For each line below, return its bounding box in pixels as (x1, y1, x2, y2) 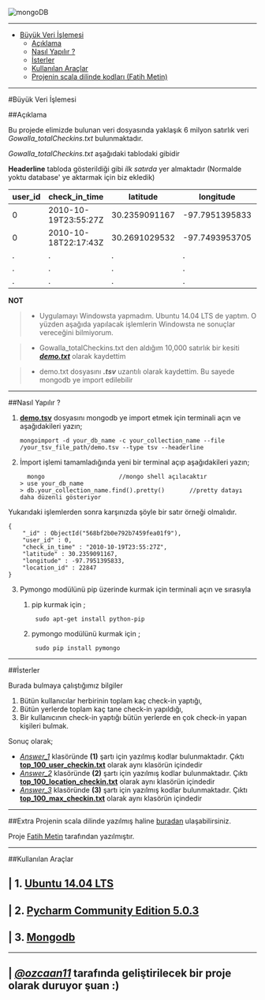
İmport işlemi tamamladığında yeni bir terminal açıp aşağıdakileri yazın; (19, 457, 250, 467)
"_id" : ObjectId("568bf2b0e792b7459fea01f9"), (22, 529, 181, 537)
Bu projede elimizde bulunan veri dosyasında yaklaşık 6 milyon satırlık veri (8, 125, 249, 134)
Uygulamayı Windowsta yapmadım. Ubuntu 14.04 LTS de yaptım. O (39, 312, 257, 320)
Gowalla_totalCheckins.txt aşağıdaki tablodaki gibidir (8, 149, 180, 158)
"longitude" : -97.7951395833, (22, 557, 125, 565)
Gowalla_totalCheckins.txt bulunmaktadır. (8, 134, 144, 143)
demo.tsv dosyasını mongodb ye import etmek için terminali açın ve (19, 413, 241, 422)
